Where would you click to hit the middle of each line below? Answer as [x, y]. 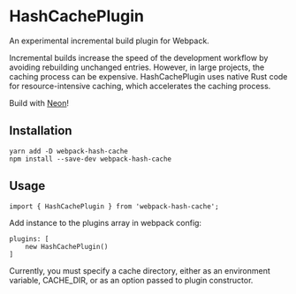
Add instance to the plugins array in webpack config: [105, 222]
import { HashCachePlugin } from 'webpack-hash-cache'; [114, 206]
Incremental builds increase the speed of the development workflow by [139, 57]
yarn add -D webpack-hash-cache [68, 151]
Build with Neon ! [39, 102]
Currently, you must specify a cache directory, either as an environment [140, 270]
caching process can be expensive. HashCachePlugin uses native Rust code [148, 76]
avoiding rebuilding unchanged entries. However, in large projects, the [137, 67]
